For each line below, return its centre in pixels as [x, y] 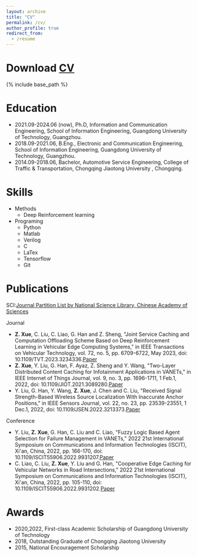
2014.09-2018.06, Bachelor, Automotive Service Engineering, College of [102, 162]
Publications [37, 289]
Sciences [17, 311]
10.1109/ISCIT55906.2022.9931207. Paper [64, 457]
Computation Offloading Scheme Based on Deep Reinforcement [92, 340]
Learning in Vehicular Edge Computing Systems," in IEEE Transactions [99, 347]
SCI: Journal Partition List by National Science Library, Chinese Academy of [97, 305]
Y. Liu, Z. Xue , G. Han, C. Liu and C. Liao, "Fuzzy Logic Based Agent [97, 432]
